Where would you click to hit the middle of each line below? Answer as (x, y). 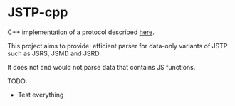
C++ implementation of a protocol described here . (81, 32)
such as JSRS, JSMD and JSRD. (54, 53)
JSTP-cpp (38, 12)
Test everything (41, 95)
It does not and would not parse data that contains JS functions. (101, 67)
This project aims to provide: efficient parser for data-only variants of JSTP (117, 46)
